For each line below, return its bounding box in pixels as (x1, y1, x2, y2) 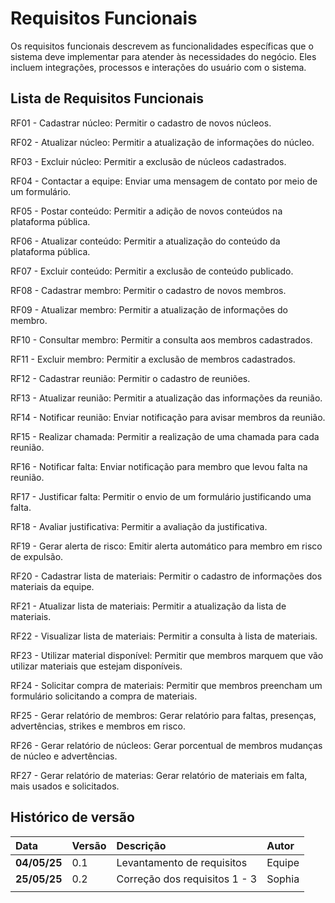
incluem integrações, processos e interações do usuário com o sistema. (10, 61, 307, 73)
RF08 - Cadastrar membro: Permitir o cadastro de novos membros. (10, 284, 287, 296)
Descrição (116, 838, 167, 852)
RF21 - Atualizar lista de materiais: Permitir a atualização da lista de (10, 600, 287, 612)
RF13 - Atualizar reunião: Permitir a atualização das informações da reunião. (10, 392, 323, 404)
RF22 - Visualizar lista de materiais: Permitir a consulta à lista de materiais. (10, 630, 318, 642)
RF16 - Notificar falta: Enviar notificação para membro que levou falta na (10, 460, 308, 472)
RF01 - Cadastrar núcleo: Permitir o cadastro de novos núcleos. (10, 117, 272, 129)
